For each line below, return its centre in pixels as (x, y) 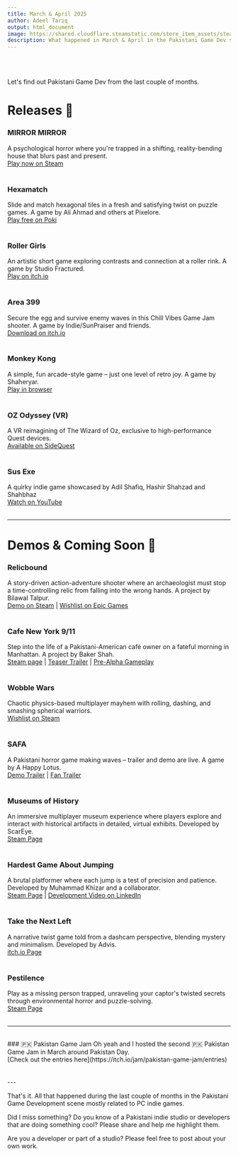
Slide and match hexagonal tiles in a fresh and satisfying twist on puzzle (113, 205)
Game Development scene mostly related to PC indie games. (96, 1103)
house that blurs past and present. (57, 156)
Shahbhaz (22, 495)
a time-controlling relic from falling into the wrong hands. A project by (109, 590)
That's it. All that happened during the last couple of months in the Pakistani (118, 1096)
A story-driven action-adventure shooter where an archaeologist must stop (117, 582)
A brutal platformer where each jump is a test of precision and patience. (112, 880)
